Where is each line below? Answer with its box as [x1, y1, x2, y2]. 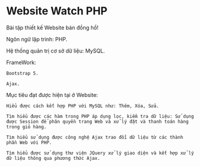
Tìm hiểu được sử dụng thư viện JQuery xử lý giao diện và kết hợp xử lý [6, 150, 195, 156]
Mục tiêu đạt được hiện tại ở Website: [6, 91, 98, 98]
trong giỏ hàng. [6, 124, 47, 130]
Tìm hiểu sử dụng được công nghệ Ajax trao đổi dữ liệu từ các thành [6, 134, 184, 140]
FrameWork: [6, 59, 37, 66]
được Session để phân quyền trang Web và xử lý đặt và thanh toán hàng [6, 119, 189, 125]
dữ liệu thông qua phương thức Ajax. [6, 155, 101, 161]
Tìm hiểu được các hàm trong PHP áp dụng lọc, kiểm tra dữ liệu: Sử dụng [6, 113, 195, 119]
